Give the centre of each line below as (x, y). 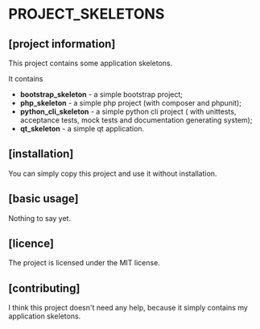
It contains (26, 79)
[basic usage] (43, 199)
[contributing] (44, 288)
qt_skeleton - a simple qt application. (82, 129)
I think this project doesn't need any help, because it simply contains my (128, 308)
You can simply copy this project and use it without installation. (113, 173)
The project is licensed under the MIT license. (85, 263)
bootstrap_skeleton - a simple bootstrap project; (101, 94)
